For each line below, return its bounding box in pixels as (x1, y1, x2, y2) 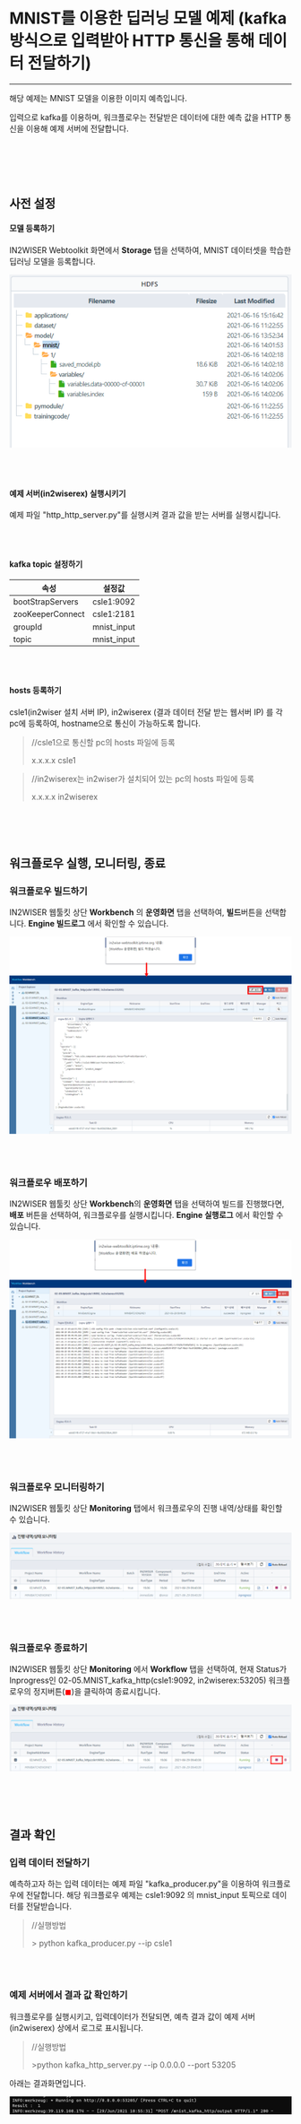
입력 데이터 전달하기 (9, 1856, 90, 1868)
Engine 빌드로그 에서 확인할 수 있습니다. (28, 918, 169, 929)
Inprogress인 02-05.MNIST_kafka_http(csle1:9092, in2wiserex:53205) (9, 1675, 267, 1686)
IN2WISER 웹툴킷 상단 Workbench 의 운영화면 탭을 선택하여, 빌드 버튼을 (9, 907, 263, 918)
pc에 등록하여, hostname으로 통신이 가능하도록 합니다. (9, 718, 202, 728)
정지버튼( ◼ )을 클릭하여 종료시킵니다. (32, 1686, 161, 1697)
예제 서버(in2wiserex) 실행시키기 (9, 488, 126, 499)
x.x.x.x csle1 (30, 754, 76, 765)
